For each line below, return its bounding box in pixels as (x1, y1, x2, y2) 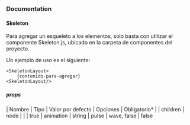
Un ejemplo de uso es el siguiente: (6, 57, 91, 64)
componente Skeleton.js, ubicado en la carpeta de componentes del (6, 39, 173, 46)
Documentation (6, 5, 52, 13)
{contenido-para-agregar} (17, 73, 81, 79)
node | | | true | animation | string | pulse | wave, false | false (6, 112, 153, 120)
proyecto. (6, 45, 30, 52)
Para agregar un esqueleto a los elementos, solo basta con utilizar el (6, 33, 173, 40)
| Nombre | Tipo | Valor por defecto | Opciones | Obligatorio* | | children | (6, 106, 185, 113)
